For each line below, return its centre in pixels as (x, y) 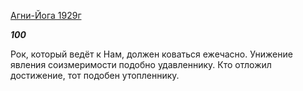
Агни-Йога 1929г (46, 15)
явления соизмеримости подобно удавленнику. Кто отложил (141, 64)
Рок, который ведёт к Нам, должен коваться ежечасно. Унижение (151, 54)
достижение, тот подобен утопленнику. (95, 75)
